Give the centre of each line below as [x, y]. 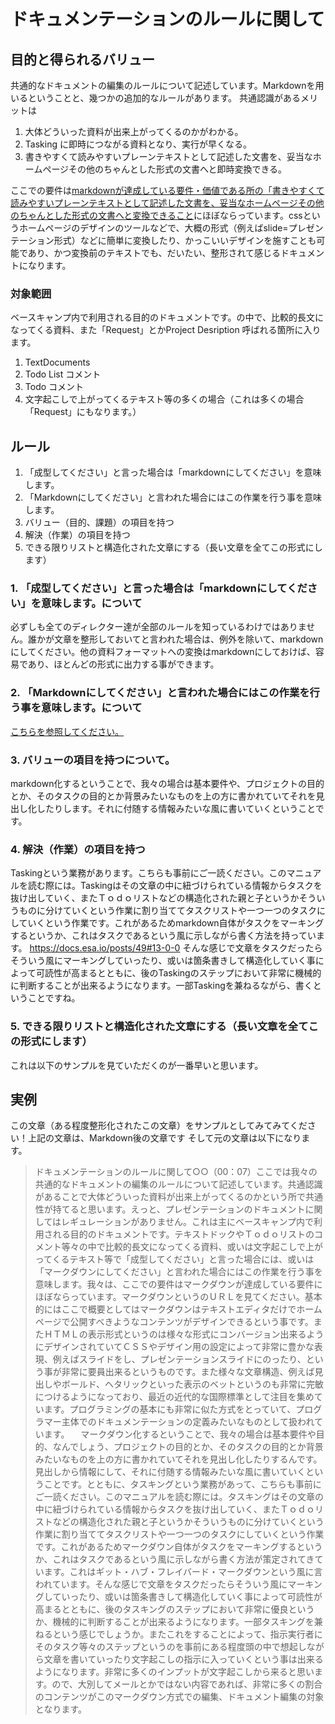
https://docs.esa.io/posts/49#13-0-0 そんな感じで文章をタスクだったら [176, 948]
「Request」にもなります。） [83, 412]
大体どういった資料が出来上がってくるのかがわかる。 [134, 131]
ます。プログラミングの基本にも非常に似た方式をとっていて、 [170, 1409]
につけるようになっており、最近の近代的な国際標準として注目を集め [174, 1397]
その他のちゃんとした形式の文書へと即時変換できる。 [178, 169]
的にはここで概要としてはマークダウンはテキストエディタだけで [165, 1309]
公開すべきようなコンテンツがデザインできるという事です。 [191, 1322]
